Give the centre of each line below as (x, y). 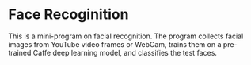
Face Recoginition (68, 14)
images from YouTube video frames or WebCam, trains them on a (115, 44)
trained (20, 52)
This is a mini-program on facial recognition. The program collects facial (126, 36)
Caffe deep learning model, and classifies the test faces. (125, 52)
